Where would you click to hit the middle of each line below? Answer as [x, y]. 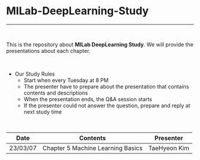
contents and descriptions [56, 93]
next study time [43, 112]
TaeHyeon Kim [169, 148]
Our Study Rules [35, 74]
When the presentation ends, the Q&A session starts [88, 99]
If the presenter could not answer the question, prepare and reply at [107, 105]
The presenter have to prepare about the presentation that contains [106, 86]
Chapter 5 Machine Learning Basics [93, 148]
